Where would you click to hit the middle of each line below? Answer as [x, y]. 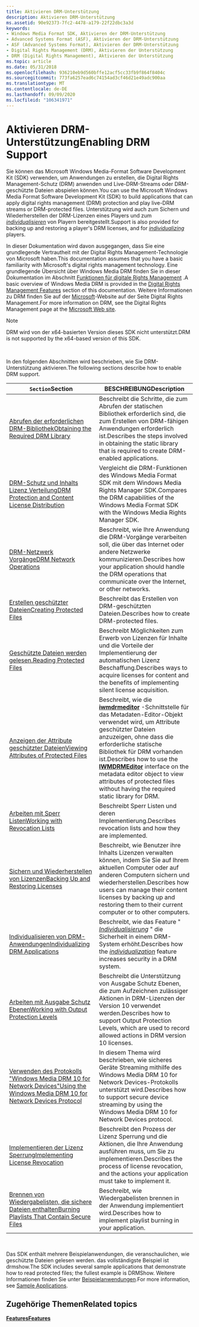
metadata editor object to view [141, 774]
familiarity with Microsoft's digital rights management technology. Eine [92, 264]
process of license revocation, [141, 1166]
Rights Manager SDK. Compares [143, 490]
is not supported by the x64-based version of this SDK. [73, 338]
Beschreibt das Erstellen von [139, 598]
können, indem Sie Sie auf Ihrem [144, 860]
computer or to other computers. [144, 912]
